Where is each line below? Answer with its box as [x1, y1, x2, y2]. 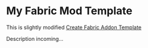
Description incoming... [6, 35, 64, 42]
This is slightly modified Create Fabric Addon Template [6, 24, 142, 31]
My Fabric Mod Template [6, 4, 133, 18]
